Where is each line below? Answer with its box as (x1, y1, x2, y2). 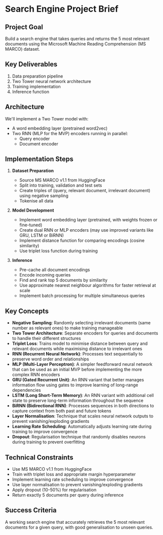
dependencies (12, 387, 41, 393)
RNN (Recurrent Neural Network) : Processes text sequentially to (12, 351, 143, 357)
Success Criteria (5, 506, 57, 515)
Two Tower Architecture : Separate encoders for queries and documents (12, 330, 158, 336)
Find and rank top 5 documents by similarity (19, 277, 108, 283)
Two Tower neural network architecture (12, 78, 91, 84)
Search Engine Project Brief (5, 3, 119, 15)
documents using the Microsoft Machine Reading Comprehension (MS (5, 41, 146, 47)
